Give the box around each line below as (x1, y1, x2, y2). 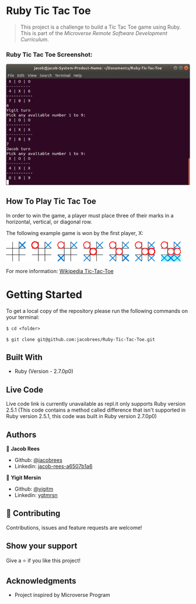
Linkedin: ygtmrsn (14, 492, 58, 499)
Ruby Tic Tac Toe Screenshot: (6, 50, 93, 58)
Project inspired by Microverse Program (14, 592, 111, 599)
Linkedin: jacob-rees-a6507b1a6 (14, 463, 93, 470)
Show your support (6, 541, 78, 551)
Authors (6, 430, 37, 440)
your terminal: (6, 313, 40, 320)
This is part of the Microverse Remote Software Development (20, 29, 167, 36)
